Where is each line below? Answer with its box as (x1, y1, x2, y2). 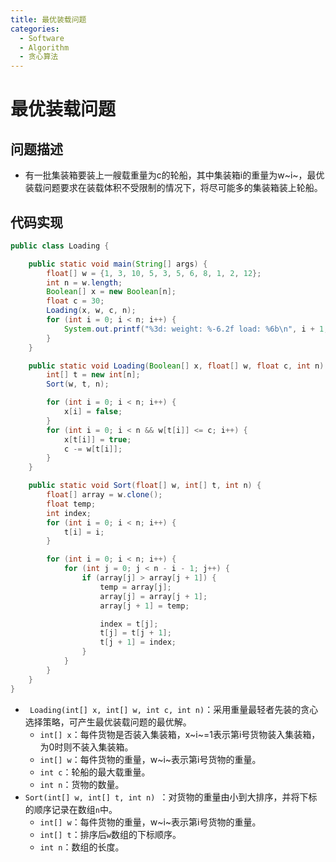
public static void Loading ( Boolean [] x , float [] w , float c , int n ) (28, 361, 325, 371)
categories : (10, 24, 60, 34)
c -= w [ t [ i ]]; (63, 444, 123, 454)
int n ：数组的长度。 (39, 841, 125, 853)
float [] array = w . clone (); (46, 490, 163, 500)
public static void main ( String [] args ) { (28, 259, 208, 269)
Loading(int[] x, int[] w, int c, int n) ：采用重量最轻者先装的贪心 (29, 703, 319, 715)
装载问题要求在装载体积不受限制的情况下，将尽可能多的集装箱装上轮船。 (24, 182, 323, 194)
